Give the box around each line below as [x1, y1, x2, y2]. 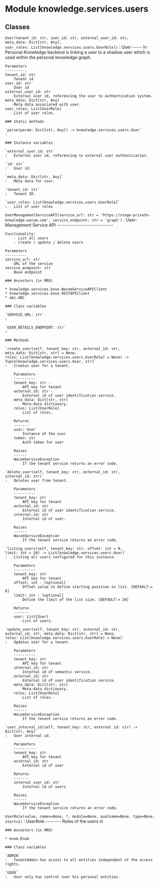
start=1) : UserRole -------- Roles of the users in [5, 818, 103, 824]
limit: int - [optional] [14, 593, 64, 598]
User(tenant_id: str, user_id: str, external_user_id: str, [5, 35, 129, 40]
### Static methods [5, 119, 45, 124]
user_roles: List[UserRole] [5, 106, 62, 111]
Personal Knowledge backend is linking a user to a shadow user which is [5, 50, 150, 55]
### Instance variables [5, 140, 53, 145]
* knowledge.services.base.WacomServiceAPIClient [5, 287, 108, 292]
